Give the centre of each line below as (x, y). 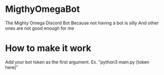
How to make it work (48, 48)
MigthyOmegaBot (43, 9)
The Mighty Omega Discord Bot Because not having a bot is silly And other (82, 23)
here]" (12, 67)
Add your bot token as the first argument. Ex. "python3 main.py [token (77, 62)
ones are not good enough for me (40, 28)
